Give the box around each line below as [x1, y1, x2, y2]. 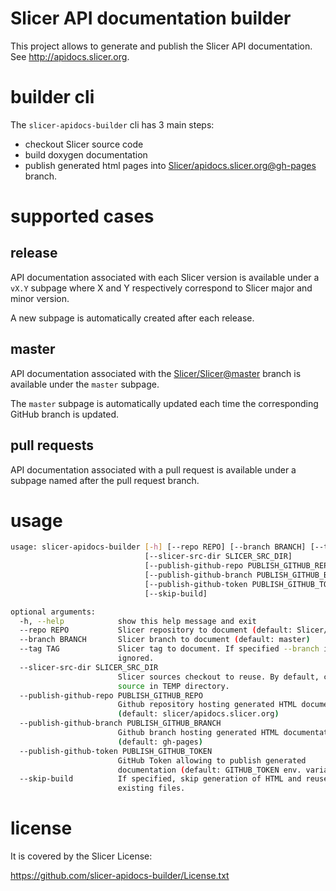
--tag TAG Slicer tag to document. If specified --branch [19, 644, 320, 654]
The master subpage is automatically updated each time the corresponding [10, 397, 319, 409]
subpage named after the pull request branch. [10, 474, 200, 486]
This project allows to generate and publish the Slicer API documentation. [10, 40, 313, 52]
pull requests [10, 437, 95, 454]
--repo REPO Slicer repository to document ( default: [19, 625, 293, 636]
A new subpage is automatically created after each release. [10, 312, 255, 324]
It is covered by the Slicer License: [10, 850, 153, 862]
